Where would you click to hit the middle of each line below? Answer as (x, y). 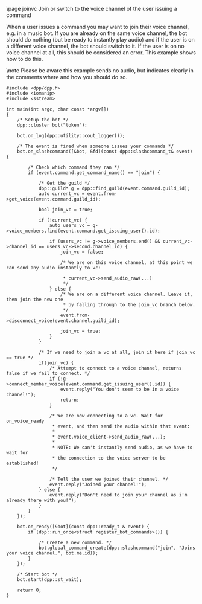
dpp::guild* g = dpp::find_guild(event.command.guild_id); (114, 188)
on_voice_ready (25, 421)
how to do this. (25, 59)
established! (23, 463)
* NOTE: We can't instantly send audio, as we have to (122, 448)
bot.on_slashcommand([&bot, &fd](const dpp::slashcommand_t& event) (105, 152)
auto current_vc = (62, 194)
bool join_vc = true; (66, 210)
